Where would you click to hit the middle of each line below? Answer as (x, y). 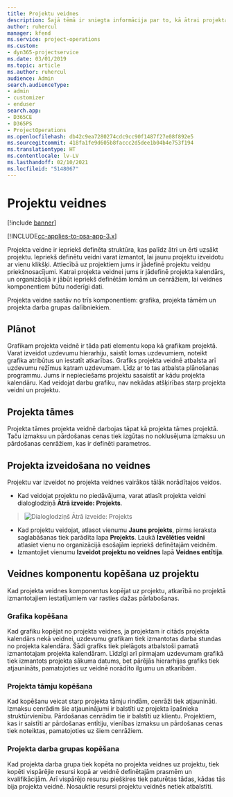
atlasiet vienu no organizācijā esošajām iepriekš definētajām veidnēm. (117, 545)
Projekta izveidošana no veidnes (79, 466)
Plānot (21, 329)
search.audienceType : (38, 85)
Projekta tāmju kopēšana (50, 686)
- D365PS (20, 123)
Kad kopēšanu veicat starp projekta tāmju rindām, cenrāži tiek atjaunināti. (112, 701)
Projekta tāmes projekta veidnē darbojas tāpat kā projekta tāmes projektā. (113, 429)
